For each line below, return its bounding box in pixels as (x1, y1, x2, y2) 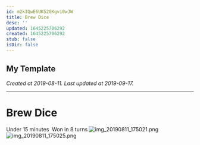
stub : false (6, 36, 36, 42)
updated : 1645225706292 (6, 25, 65, 31)
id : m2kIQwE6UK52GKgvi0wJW (6, 8, 73, 15)
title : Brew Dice (6, 14, 49, 20)
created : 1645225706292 (6, 31, 65, 37)
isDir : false (6, 42, 39, 48)
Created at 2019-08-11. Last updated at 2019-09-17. (6, 80, 134, 87)
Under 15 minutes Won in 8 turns (6, 125, 88, 133)
